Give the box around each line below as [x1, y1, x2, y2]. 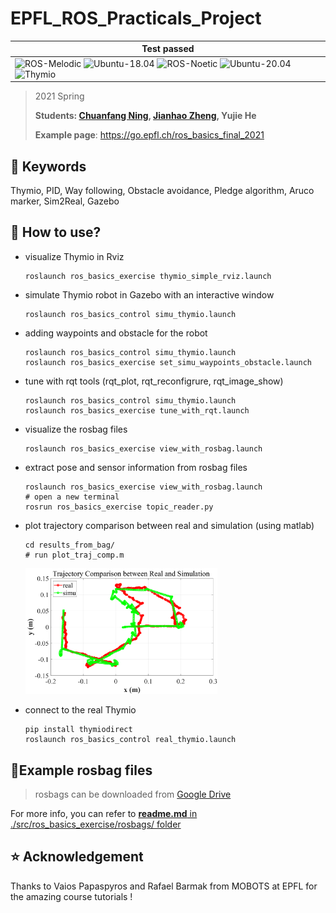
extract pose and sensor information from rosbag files [24, 461, 248, 473]
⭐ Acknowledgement [10, 848, 144, 866]
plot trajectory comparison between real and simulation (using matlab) [24, 519, 315, 531]
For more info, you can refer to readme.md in [10, 807, 198, 819]
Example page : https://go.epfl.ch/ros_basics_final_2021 [34, 129, 265, 141]
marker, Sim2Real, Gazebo [10, 195, 120, 207]
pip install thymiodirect [24, 725, 133, 735]
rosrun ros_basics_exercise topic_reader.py [24, 502, 214, 512]
